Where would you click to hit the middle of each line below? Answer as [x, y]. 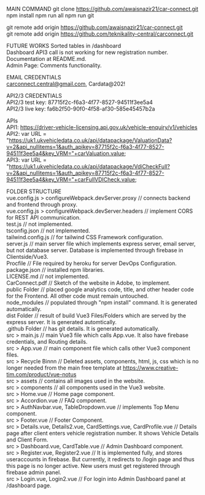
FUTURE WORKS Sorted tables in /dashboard [64, 46]
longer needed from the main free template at [64, 368]
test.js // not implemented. [40, 224]
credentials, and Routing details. [47, 342]
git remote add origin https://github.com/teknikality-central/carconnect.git [100, 34]
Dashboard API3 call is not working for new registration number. [87, 52]
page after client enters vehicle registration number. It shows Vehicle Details [102, 433]
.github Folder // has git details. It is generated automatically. [83, 329]
